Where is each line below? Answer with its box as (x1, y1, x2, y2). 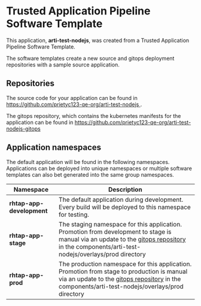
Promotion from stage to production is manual (59, 267, 188, 275)
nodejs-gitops (6, 125, 41, 132)
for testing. (59, 210, 90, 219)
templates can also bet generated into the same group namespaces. (6, 171, 175, 178)
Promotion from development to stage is (59, 228, 172, 236)
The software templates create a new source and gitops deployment (6, 54, 175, 62)
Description (108, 185, 142, 193)
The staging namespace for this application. (59, 220, 182, 228)
